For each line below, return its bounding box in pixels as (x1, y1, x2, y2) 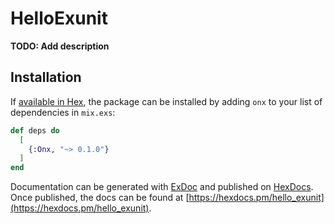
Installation (10, 69, 82, 86)
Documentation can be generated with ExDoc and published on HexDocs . (10, 181, 314, 193)
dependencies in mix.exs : (10, 106, 116, 118)
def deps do (10, 125, 60, 136)
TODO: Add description (10, 40, 110, 52)
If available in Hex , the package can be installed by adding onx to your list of (10, 95, 323, 107)
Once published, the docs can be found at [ (10, 192, 190, 204)
